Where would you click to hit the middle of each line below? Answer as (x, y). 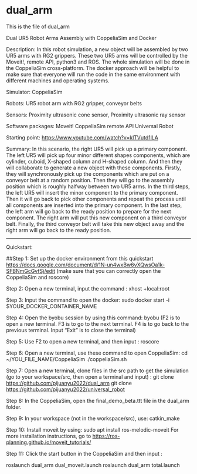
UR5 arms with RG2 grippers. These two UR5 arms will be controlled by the (97, 55)
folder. (14, 407)
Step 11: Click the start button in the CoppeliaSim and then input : (84, 453)
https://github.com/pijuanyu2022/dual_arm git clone (69, 383)
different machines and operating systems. (58, 81)
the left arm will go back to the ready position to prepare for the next (89, 211)
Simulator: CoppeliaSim (34, 92)
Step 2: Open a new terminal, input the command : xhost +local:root (88, 288)
